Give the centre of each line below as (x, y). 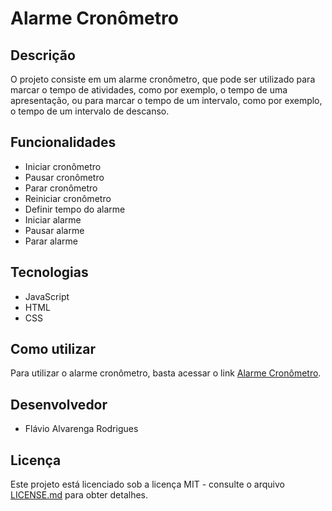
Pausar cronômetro (64, 177)
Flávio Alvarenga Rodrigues (81, 429)
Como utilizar (53, 349)
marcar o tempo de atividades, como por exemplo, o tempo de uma (149, 90)
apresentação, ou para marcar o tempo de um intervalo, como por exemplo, (166, 100)
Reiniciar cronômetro (68, 198)
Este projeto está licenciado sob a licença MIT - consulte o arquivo (147, 484)
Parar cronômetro (61, 188)
